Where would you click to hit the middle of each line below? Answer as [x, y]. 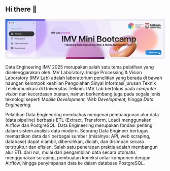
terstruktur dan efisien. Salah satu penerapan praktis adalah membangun [82, 147]
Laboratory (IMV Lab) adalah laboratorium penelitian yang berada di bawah [84, 78]
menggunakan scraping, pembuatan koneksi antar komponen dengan [78, 157]
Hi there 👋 [21, 9]
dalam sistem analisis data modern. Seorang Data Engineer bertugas [77, 130]
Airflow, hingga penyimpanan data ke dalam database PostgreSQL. [75, 163]
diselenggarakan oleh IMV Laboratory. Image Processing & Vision [74, 72]
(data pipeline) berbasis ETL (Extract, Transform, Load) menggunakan [78, 120]
